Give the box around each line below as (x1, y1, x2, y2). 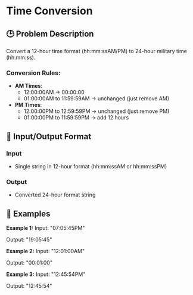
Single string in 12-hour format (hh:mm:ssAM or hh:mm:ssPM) (14, 162, 167, 170)
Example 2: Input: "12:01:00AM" (6, 248, 85, 255)
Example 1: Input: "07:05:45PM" (6, 225, 85, 232)
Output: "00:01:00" (6, 259, 52, 266)
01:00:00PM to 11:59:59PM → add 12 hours (23, 114, 129, 121)
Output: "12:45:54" (6, 282, 52, 290)
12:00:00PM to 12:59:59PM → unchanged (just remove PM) (23, 107, 170, 115)
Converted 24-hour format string (14, 191, 96, 198)
